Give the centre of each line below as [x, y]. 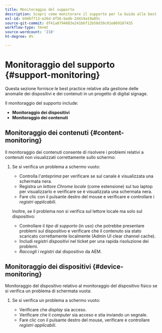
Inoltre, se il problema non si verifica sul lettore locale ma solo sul [77, 211]
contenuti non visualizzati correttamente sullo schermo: [60, 157]
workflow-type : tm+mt [27, 28]
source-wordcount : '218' [30, 32]
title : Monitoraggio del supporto [40, 9]
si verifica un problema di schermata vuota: [48, 291]
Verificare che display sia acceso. [53, 310]
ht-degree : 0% [19, 37]
